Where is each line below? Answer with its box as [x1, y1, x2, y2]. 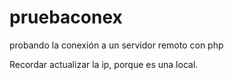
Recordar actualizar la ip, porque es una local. [9, 58, 199, 70]
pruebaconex [9, 6, 123, 29]
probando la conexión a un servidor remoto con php [9, 39, 224, 51]
